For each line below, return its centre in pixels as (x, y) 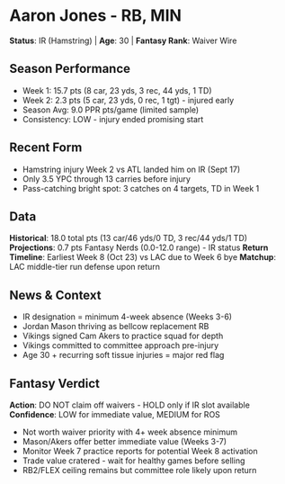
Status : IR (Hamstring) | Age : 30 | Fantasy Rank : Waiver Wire (123, 40)
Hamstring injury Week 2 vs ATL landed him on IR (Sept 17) (131, 169)
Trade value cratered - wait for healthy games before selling (134, 461)
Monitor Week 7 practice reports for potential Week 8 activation (140, 451)
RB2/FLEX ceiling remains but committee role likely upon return (139, 470)
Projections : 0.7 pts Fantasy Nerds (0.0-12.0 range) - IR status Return (139, 247)
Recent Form (46, 148)
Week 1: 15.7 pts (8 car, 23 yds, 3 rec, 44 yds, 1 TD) (117, 90)
